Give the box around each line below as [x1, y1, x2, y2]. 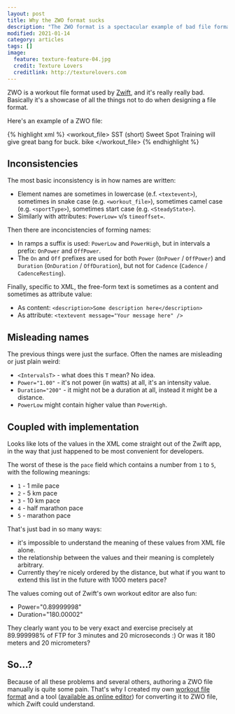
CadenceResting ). [17, 269, 66, 277]
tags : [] [7, 43, 33, 50]
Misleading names [7, 331, 90, 343]
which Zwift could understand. [7, 699, 96, 708]
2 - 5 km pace [17, 489, 58, 497]
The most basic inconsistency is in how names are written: [7, 176, 176, 185]
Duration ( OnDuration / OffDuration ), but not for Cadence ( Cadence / [17, 262, 208, 270]
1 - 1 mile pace [17, 481, 59, 490]
